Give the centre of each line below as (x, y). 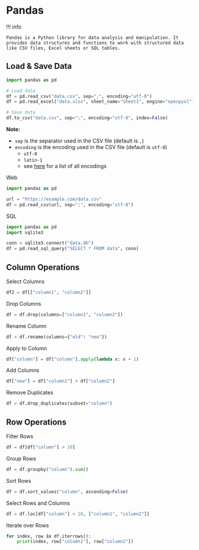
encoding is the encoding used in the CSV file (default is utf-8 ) (91, 147)
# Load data (21, 91)
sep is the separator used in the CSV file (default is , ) (79, 141)
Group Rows (21, 459)
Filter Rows (20, 436)
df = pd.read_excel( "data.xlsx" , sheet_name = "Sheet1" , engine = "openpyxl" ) (100, 102)
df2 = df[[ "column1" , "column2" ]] (49, 292)
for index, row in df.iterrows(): (49, 536)
